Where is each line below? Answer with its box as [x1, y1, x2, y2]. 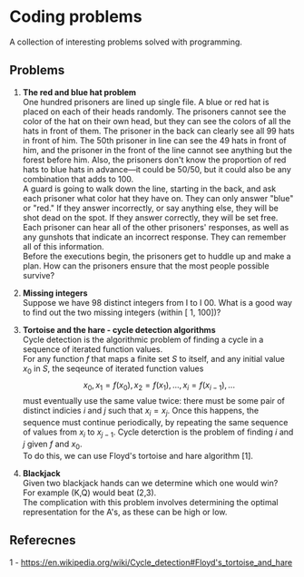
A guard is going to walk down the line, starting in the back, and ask [22, 183, 277, 194]
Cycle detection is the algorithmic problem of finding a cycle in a [22, 334, 264, 345]
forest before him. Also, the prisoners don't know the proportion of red [22, 154, 287, 165]
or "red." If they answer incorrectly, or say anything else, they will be [22, 202, 279, 213]
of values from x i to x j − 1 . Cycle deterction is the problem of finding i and [22, 426, 294, 439]
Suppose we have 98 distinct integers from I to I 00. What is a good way [22, 297, 293, 308]
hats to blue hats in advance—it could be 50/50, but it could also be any [22, 163, 292, 174]
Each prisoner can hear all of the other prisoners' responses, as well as [22, 221, 289, 232]
